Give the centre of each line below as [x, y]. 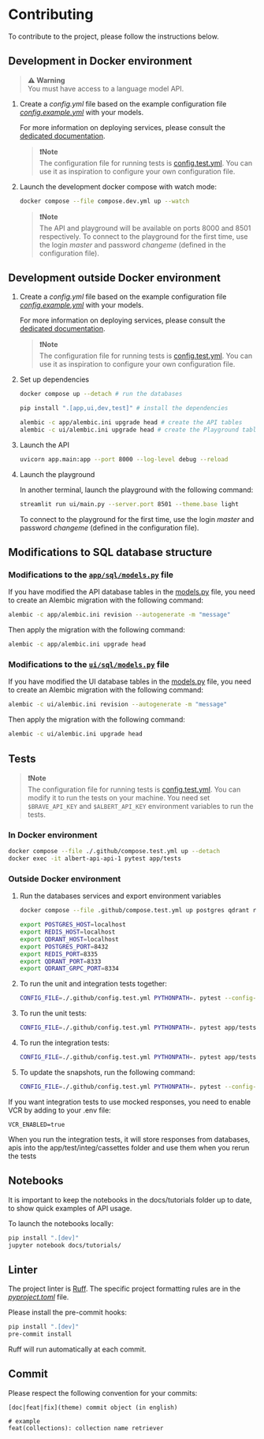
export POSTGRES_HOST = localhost [73, 925]
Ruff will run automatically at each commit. [77, 1349]
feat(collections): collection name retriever [86, 1428]
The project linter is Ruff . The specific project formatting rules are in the [125, 1289]
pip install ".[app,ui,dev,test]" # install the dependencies [124, 408]
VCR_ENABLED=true [37, 1124]
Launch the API [44, 445]
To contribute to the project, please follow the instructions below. [113, 36]
